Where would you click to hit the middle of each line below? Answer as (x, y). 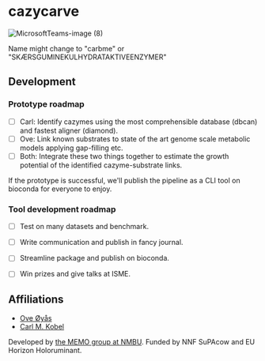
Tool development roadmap (62, 209)
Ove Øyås (36, 318)
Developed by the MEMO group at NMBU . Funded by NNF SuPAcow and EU (132, 342)
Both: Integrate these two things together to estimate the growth (124, 156)
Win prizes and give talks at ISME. (75, 274)
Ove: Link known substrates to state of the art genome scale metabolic (135, 139)
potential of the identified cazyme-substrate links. (101, 165)
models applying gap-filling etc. (72, 148)
